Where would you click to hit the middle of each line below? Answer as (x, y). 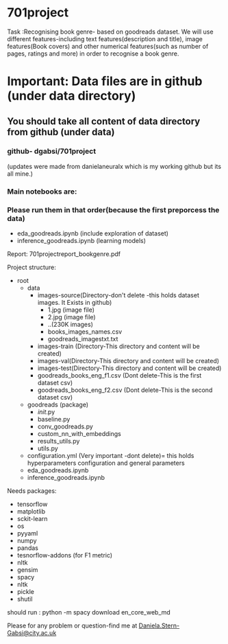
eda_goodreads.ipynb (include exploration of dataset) (93, 233)
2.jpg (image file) (72, 317)
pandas (28, 548)
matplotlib (31, 511)
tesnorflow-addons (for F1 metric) (65, 555)
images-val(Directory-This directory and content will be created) (128, 361)
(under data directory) (72, 96)
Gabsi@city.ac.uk (32, 633)
